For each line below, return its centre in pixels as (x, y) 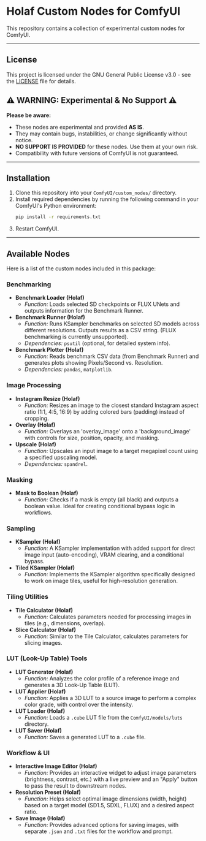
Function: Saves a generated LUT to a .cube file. (85, 737)
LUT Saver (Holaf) (39, 730)
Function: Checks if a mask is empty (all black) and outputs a (101, 499)
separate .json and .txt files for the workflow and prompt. (99, 831)
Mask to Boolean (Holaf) (47, 493)
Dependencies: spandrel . (56, 463)
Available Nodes (38, 253)
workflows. (38, 512)
